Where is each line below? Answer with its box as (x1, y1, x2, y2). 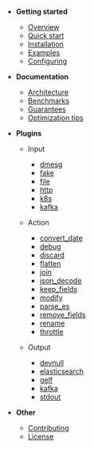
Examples (27, 48, 61, 57)
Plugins (15, 128, 42, 138)
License (27, 432, 54, 441)
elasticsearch (39, 366, 84, 376)
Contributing (27, 423, 69, 432)
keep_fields (39, 285, 78, 293)
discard (39, 250, 65, 260)
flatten (39, 259, 61, 268)
